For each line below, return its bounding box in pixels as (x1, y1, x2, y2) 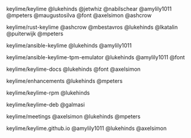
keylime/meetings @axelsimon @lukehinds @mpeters (6, 113, 141, 120)
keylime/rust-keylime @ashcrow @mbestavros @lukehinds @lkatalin (6, 24, 178, 31)
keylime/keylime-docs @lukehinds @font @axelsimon (6, 65, 141, 73)
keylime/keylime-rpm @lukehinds (6, 89, 90, 96)
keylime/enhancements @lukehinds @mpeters (6, 78, 123, 84)
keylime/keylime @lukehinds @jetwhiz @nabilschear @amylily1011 (6, 5, 172, 12)
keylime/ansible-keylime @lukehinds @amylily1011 (6, 42, 132, 49)
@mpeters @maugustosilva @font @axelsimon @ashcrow (6, 12, 152, 19)
